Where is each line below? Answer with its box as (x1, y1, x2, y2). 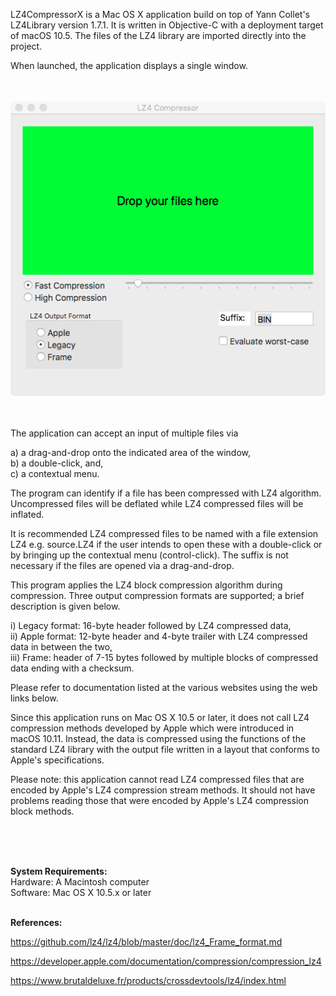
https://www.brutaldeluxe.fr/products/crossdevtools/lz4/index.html (10, 975, 287, 986)
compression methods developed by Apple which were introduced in (10, 722, 295, 734)
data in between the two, (10, 641, 113, 653)
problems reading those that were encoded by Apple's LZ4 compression (10, 795, 309, 806)
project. (10, 40, 43, 52)
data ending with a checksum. (10, 662, 135, 674)
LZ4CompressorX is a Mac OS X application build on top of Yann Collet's (10, 9, 310, 20)
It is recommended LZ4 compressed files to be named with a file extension (10, 528, 319, 539)
